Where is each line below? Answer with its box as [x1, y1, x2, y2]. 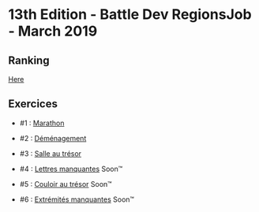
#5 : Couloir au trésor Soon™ [19, 179, 112, 188]
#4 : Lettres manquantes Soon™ [19, 164, 123, 173]
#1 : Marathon [19, 118, 65, 128]
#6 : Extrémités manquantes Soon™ [19, 195, 134, 204]
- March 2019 [8, 22, 98, 40]
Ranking [8, 54, 50, 67]
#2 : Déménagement [19, 133, 87, 143]
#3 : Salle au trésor [19, 148, 81, 158]
